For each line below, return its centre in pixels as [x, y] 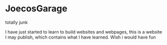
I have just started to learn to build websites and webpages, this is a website [84, 32]
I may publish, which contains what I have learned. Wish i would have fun [80, 37]
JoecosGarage [36, 9]
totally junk [16, 22]
